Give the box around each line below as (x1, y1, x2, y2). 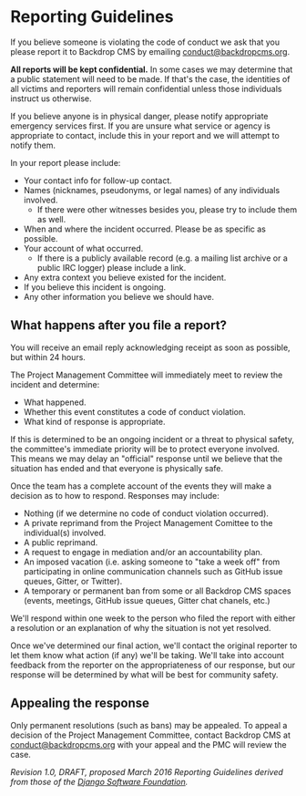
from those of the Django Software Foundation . (10, 776, 189, 787)
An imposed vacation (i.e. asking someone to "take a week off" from (23, 556, 280, 567)
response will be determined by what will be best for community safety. (10, 668, 279, 680)
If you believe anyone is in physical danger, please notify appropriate (10, 110, 269, 121)
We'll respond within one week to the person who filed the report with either (10, 613, 296, 624)
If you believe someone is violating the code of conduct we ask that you (10, 36, 280, 47)
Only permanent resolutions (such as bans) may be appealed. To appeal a (10, 719, 288, 730)
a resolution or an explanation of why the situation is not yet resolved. (10, 622, 271, 633)
